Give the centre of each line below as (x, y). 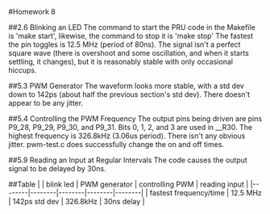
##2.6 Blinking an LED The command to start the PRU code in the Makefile (132, 27)
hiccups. (23, 70)
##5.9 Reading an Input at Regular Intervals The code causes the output (128, 160)
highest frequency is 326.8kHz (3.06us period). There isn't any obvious (127, 136)
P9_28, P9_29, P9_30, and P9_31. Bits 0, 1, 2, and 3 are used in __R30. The (130, 127)
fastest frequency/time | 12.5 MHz (206, 193)
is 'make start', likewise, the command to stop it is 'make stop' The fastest (131, 36)
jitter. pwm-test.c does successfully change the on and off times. (116, 144)
